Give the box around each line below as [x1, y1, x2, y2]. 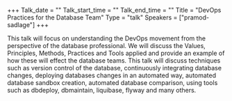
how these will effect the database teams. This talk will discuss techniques [7, 56, 221, 65]
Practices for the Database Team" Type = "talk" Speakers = [7, 13, 178, 22]
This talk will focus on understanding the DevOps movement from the [7, 34, 206, 42]
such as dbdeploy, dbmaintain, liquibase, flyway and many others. [7, 86, 197, 94]
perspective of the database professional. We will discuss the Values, [7, 42, 206, 49]
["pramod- [179, 13, 210, 22]
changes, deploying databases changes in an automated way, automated [7, 71, 217, 79]
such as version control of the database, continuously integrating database [7, 64, 222, 72]
